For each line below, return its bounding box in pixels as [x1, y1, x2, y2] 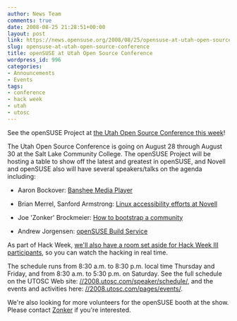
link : [7, 37, 23, 44]
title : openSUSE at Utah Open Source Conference [7, 50, 153, 57]
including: [7, 172, 37, 180]
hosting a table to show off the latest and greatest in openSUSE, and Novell [7, 157, 226, 165]
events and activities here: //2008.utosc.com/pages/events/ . [7, 284, 183, 293]
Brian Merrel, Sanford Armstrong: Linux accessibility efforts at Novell [17, 199, 217, 208]
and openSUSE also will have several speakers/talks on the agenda [7, 164, 202, 173]
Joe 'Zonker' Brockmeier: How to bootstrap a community [17, 213, 183, 221]
